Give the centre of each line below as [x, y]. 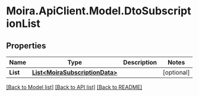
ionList [23, 24]
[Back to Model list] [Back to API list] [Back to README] [74, 87]
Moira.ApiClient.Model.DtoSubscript [99, 11]
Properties [26, 46]
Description [140, 62]
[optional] [176, 72]
